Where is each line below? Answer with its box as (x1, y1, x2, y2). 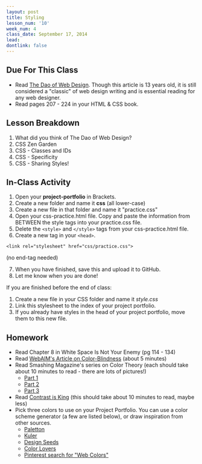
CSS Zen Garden (14, 140, 57, 148)
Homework (6, 332, 49, 342)
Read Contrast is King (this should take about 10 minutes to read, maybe (14, 394, 195, 401)
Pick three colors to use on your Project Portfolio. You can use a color (14, 407, 188, 414)
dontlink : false (6, 43, 47, 49)
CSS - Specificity (14, 153, 58, 160)
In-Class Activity (6, 177, 71, 188)
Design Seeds (24, 439, 59, 446)
